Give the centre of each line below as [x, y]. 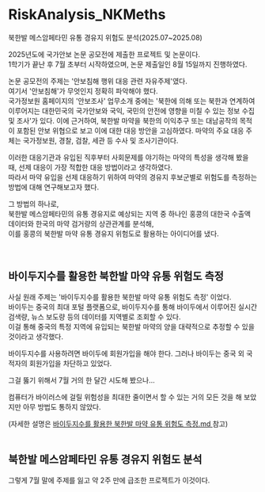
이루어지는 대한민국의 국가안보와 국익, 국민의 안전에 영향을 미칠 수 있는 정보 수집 [132, 111]
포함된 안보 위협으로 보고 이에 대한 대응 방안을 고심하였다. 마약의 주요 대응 [130, 130]
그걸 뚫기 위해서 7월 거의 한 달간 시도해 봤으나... [82, 380]
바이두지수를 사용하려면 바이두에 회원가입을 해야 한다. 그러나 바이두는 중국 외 [127, 353]
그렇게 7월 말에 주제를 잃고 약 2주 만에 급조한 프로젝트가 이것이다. [109, 480]
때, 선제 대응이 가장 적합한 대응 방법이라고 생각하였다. [90, 167]
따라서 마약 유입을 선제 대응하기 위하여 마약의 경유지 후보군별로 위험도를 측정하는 [133, 177]
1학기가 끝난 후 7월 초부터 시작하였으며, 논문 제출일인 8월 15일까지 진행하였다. [128, 64]
